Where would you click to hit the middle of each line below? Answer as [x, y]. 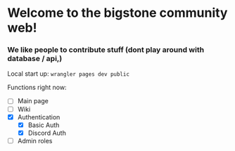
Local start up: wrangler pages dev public [69, 74]
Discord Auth [47, 133]
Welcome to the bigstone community [118, 13]
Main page [33, 101]
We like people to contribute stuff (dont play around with [106, 50]
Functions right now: [37, 87]
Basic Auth [44, 125]
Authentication [39, 117]
